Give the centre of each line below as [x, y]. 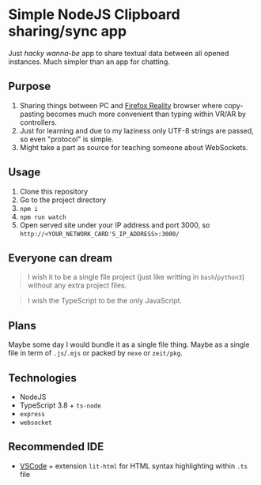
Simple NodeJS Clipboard [94, 15]
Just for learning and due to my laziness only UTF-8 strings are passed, [137, 130]
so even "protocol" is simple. [66, 139]
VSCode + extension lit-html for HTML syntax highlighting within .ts [133, 466]
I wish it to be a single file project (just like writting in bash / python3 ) [136, 277]
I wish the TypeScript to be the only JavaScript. [105, 301]
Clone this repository [54, 191]
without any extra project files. [77, 285]
